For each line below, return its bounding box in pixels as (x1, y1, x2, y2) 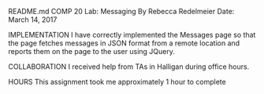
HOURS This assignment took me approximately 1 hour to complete (8, 78, 226, 86)
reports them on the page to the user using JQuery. (8, 47, 176, 56)
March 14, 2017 (8, 15, 58, 24)
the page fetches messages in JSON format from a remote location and (8, 38, 240, 48)
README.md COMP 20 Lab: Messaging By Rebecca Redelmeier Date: (8, 7, 235, 16)
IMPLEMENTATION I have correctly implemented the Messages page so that (8, 31, 256, 39)
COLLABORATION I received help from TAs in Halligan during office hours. (8, 62, 250, 71)
